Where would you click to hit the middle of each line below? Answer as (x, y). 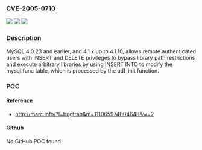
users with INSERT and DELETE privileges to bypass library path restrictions (101, 57)
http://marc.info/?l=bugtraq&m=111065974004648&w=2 (84, 114)
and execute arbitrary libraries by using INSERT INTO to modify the (90, 64)
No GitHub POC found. (34, 141)
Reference (20, 100)
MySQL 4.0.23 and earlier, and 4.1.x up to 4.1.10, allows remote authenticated (101, 51)
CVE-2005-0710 (31, 8)
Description (24, 38)
